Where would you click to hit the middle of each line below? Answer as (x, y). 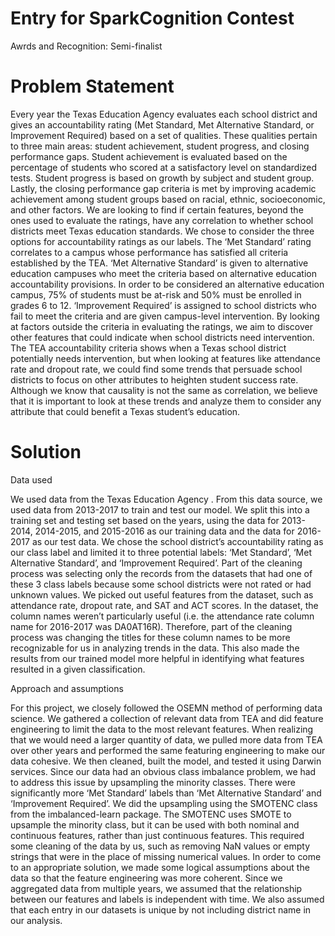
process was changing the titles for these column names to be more (150, 637)
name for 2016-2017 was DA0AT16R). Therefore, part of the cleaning (151, 626)
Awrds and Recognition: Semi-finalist (86, 46)
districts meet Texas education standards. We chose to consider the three (162, 231)
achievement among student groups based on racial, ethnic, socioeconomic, (168, 199)
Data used (31, 479)
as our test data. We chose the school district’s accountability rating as (177, 541)
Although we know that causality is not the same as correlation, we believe (164, 390)
